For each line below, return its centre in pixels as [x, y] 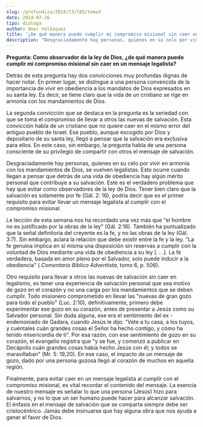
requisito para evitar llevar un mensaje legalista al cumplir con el [86, 202]
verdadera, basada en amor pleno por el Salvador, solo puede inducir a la [98, 259]
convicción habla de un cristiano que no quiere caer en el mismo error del [98, 126]
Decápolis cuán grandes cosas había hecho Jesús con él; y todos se [92, 348]
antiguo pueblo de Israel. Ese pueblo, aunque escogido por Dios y [88, 132]
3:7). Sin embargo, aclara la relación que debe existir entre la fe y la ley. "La [100, 239]
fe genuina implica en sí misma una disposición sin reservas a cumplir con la [101, 246]
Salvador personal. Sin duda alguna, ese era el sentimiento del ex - [90, 315]
